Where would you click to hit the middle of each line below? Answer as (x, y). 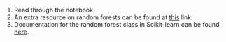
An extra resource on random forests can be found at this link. (104, 17)
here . (21, 32)
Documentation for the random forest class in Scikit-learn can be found (116, 24)
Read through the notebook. (54, 10)
